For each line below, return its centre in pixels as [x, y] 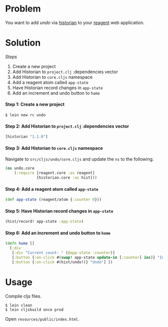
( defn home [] [20, 243]
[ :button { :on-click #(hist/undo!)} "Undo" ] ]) [62, 262]
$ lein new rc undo [25, 115]
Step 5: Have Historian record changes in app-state [59, 211]
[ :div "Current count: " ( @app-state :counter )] [63, 253]
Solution [23, 43]
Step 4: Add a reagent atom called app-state [52, 189]
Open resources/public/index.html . [42, 319]
